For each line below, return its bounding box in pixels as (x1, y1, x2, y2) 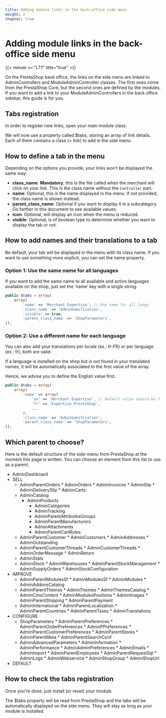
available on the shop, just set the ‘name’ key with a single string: (5, 284, 137, 289)
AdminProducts (27, 498, 59, 504)
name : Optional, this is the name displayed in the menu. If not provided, (12, 190, 158, 196)
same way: (5, 170, 27, 176)
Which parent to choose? (5, 438, 84, 446)
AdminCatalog (19, 492, 49, 498)
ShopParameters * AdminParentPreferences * (19, 619, 113, 624)
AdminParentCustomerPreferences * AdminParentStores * (19, 629, 138, 635)
